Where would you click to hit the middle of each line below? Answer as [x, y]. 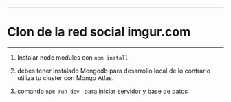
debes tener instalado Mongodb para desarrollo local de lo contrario [114, 71]
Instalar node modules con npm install [73, 57]
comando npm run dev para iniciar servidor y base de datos [102, 91]
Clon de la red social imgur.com [99, 32]
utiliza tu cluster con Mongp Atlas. [65, 78]
